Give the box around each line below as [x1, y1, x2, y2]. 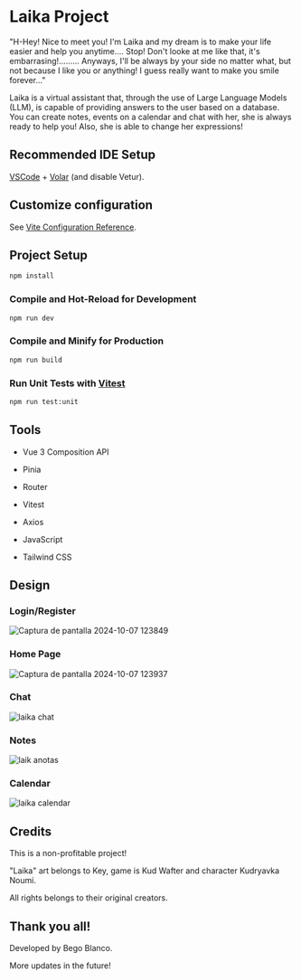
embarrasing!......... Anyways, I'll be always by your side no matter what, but [9, 55, 292, 66]
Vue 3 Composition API [22, 446, 109, 457]
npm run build [9, 355, 63, 364]
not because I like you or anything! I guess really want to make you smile [9, 65, 280, 76]
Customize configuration [9, 197, 154, 213]
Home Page [9, 648, 61, 661]
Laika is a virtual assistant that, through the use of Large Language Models [9, 92, 287, 103]
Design [9, 577, 51, 593]
